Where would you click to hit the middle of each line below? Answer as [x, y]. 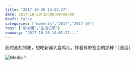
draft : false [19, 19]
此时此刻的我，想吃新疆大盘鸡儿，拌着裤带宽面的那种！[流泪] [68, 47]
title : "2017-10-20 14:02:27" [36, 10]
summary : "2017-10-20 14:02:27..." [42, 33]
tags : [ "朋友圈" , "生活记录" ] [33, 28]
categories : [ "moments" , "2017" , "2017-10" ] [50, 24]
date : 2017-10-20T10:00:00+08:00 [40, 14]
